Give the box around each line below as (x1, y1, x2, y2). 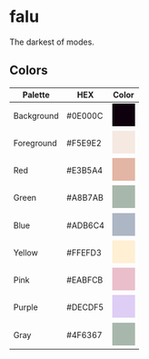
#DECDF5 (66, 302, 104, 313)
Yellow (13, 247, 38, 258)
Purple (13, 302, 38, 313)
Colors (9, 63, 48, 78)
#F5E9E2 (66, 137, 102, 148)
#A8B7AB (66, 193, 104, 204)
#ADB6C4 (66, 220, 104, 231)
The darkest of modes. (9, 36, 95, 47)
